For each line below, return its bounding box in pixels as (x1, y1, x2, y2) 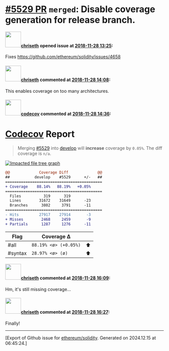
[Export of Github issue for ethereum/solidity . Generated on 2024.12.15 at (5, 335, 156, 341)
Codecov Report (5, 129, 75, 140)
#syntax (8, 250, 27, 257)
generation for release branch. (5, 14, 136, 26)
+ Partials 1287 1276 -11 (5, 221, 92, 226)
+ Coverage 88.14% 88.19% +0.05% (5, 184, 92, 189)
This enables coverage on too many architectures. (5, 88, 109, 94)
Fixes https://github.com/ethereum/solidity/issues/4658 (5, 54, 121, 60)
